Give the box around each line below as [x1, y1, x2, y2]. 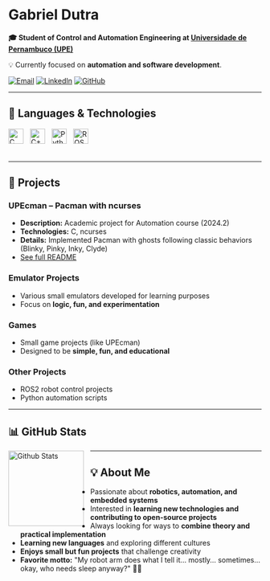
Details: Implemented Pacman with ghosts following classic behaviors [19, 235, 252, 245]
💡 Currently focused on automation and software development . [8, 59, 223, 69]
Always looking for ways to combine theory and [90, 521, 251, 530]
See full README [19, 252, 77, 262]
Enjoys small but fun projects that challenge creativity [19, 546, 202, 556]
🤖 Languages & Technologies [8, 107, 157, 121]
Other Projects [8, 366, 67, 377]
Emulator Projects [8, 272, 80, 284]
